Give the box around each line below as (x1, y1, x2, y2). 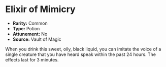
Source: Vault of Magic (12, 36, 62, 42)
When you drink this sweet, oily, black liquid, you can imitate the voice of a (5, 46, 161, 52)
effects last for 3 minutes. (5, 56, 59, 62)
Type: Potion (12, 25, 40, 31)
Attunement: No (12, 31, 48, 37)
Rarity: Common (12, 20, 48, 26)
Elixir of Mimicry (5, 4, 76, 15)
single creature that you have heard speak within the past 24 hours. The (5, 51, 156, 57)
